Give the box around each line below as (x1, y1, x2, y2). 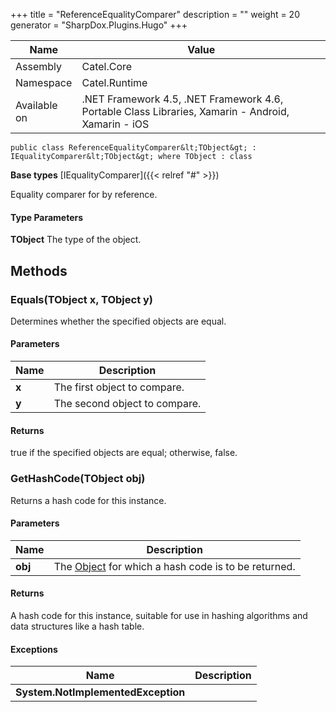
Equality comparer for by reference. (10, 189, 158, 200)
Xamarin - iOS (81, 117, 150, 131)
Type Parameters (10, 211, 84, 223)
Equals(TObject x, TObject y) (10, 292, 154, 306)
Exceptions (10, 643, 58, 655)
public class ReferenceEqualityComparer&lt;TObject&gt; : (10, 143, 257, 153)
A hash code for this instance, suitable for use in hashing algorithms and (10, 610, 308, 621)
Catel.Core (81, 60, 133, 73)
